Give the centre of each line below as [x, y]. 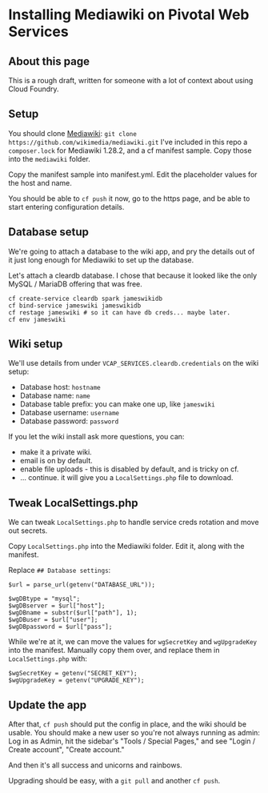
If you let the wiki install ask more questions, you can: [96, 437]
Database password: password [69, 421]
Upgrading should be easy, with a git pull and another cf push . [114, 781]
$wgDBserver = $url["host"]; [57, 606]
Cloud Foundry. [34, 89]
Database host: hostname [60, 387]
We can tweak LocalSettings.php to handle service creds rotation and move [134, 523]
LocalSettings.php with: [48, 659]
